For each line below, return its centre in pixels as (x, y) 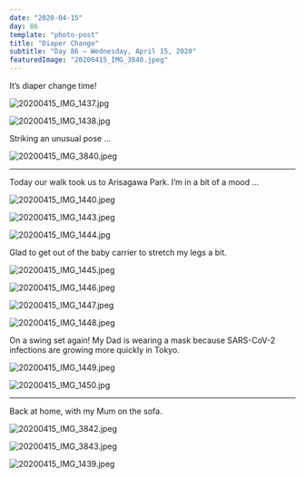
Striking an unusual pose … (60, 138)
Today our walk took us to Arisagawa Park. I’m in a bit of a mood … (134, 182)
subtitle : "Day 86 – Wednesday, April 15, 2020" (103, 52)
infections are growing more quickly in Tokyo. (94, 350)
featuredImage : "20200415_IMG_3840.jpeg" (89, 60)
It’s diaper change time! (53, 86)
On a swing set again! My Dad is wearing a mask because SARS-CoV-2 (143, 340)
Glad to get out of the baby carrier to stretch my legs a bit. (118, 252)
